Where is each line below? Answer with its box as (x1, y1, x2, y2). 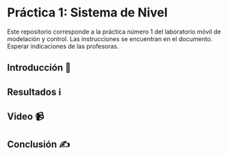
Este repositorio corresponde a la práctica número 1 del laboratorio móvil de (7, 27, 221, 36)
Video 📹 (7, 111, 45, 123)
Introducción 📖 (7, 62, 72, 73)
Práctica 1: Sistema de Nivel (7, 5, 168, 21)
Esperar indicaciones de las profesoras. (7, 42, 119, 50)
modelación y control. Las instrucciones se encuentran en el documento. (7, 34, 213, 43)
